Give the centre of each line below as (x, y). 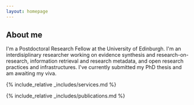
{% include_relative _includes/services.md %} (61, 85)
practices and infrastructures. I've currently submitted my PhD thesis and (94, 67)
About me (24, 35)
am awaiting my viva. (31, 74)
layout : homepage (27, 11)
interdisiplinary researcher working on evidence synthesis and (81, 55)
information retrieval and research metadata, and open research (107, 61)
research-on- (172, 55)
